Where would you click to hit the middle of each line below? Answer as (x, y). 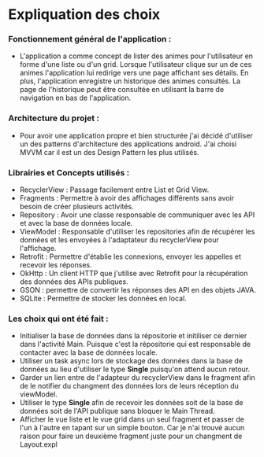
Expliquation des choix (84, 15)
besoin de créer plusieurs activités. (76, 207)
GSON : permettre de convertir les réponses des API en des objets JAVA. (138, 290)
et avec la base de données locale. (76, 223)
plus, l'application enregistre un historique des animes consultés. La (130, 81)
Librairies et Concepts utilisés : (69, 172)
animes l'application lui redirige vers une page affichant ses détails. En (134, 73)
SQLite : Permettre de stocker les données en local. (103, 299)
